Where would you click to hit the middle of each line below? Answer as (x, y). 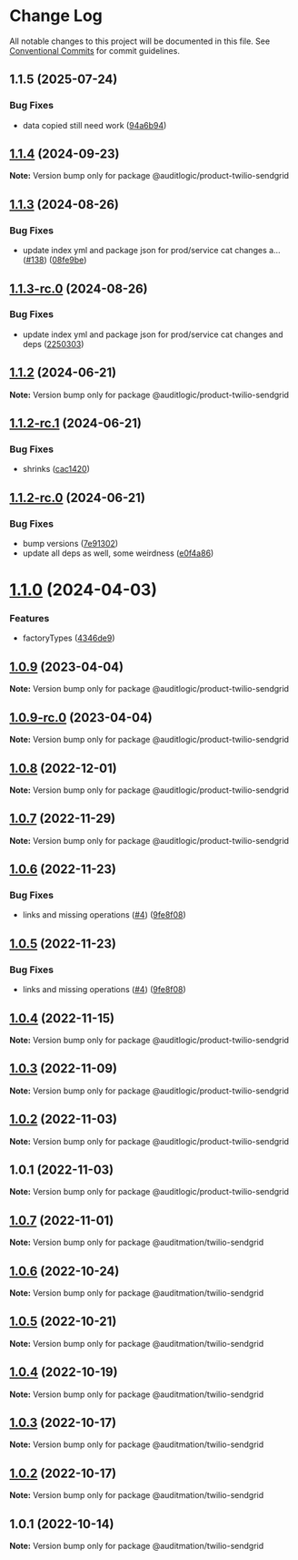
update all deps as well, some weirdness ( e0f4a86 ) (118, 553)
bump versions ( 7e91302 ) (70, 544)
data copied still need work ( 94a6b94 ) (94, 125)
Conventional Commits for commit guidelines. (94, 50)
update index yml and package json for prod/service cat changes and (153, 334)
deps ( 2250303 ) (53, 344)
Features (30, 619)
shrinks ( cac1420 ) (56, 469)
